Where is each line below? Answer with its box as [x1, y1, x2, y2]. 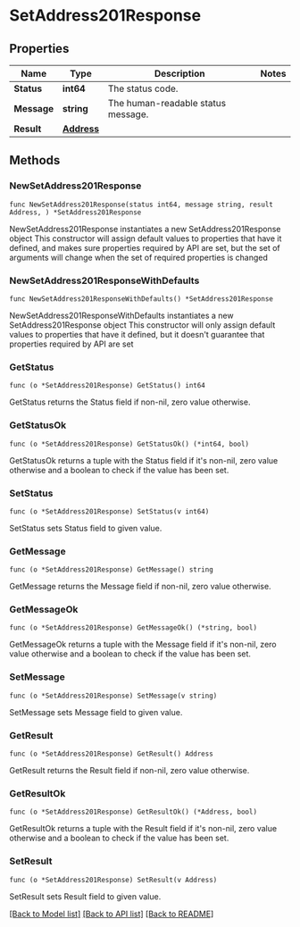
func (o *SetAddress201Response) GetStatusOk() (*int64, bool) [9, 439, 250, 448]
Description [154, 68, 205, 79]
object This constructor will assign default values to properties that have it [9, 233, 282, 244]
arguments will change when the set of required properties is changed [9, 252, 268, 263]
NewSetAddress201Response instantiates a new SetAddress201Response [9, 223, 281, 234]
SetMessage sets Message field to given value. [9, 706, 183, 717]
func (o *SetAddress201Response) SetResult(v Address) [9, 875, 218, 884]
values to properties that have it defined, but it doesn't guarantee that [9, 329, 265, 339]
